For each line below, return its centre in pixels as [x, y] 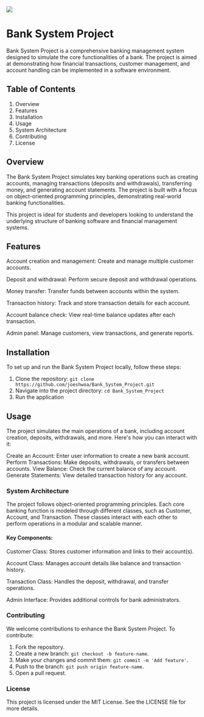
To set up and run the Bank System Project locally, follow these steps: [94, 367]
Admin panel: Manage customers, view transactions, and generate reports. [100, 333]
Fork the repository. [40, 647]
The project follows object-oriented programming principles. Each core [95, 504]
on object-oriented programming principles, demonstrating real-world [94, 196]
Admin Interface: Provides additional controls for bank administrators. [93, 599]
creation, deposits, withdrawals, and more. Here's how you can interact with [102, 437]
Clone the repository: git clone [55, 379]
